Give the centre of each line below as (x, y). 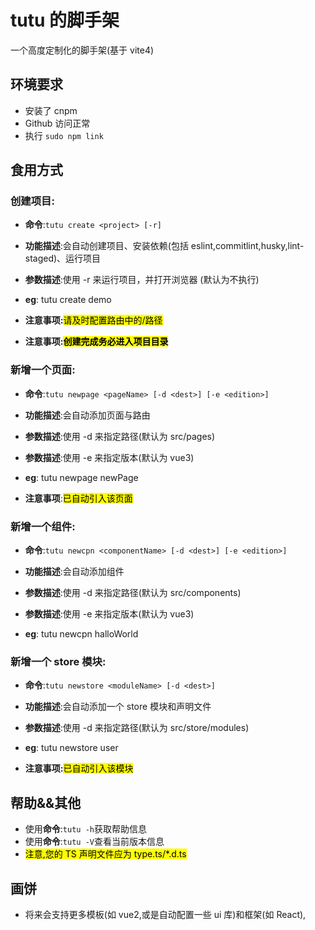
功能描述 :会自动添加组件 (74, 572)
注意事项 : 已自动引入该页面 (78, 498)
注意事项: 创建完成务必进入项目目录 (96, 342)
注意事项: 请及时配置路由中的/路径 (93, 320)
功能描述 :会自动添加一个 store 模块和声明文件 (118, 707)
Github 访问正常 (57, 123)
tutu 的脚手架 (65, 20)
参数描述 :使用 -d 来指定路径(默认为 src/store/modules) (137, 728)
